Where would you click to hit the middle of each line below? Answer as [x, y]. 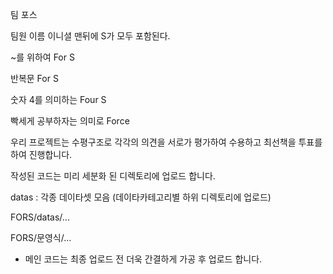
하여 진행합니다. [41, 154]
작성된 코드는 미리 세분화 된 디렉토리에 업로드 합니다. [113, 176]
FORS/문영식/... [41, 237]
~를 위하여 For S [42, 57]
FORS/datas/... [40, 217]
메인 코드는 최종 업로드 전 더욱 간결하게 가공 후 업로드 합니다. [143, 259]
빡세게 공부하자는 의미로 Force [70, 121]
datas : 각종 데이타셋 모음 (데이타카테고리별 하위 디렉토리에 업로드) [141, 197]
